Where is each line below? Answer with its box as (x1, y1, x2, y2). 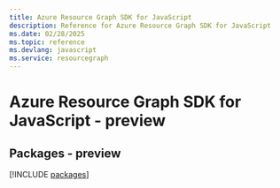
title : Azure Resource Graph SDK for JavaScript (9, 12, 192, 22)
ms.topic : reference (9, 37, 86, 47)
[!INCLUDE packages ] (9, 169, 89, 179)
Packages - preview (9, 146, 121, 161)
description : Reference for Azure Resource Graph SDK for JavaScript (9, 21, 272, 30)
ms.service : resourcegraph (9, 54, 109, 63)
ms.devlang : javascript (9, 46, 97, 55)
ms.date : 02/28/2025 (9, 29, 86, 38)
